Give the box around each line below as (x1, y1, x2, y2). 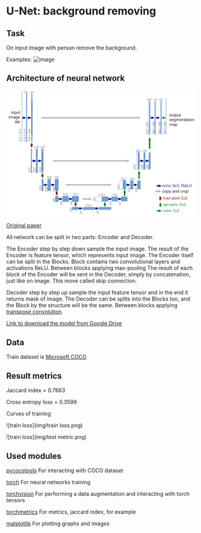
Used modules (6, 450, 62, 461)
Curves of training (6, 410, 51, 417)
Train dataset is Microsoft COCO (6, 354, 87, 361)
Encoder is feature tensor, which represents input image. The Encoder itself (6, 252, 194, 259)
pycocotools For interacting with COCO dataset (6, 467, 123, 474)
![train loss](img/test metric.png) (6, 434, 87, 441)
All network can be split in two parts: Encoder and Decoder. (6, 234, 154, 241)
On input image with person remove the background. (6, 44, 137, 51)
